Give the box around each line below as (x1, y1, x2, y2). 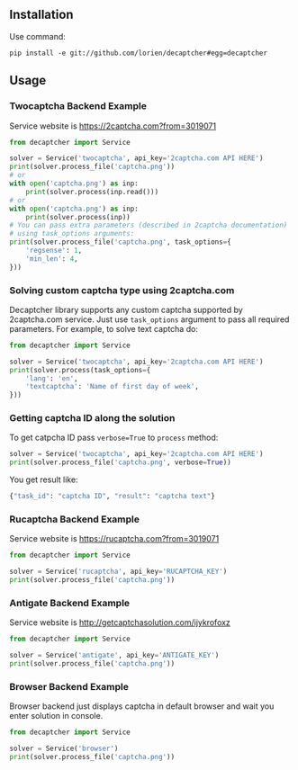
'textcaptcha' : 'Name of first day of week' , (25, 382, 200, 391)
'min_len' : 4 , (25, 254, 78, 264)
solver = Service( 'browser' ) (9, 744, 119, 754)
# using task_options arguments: (9, 229, 135, 238)
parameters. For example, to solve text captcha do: (9, 323, 198, 334)
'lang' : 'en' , (25, 373, 78, 383)
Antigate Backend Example (9, 596, 131, 609)
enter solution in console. (9, 711, 104, 721)
